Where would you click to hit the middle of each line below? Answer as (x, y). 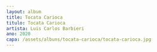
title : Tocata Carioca (34, 17)
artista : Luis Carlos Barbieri (45, 28)
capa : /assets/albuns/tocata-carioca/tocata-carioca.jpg (79, 39)
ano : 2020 (19, 34)
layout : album (24, 12)
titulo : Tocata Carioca (36, 23)
